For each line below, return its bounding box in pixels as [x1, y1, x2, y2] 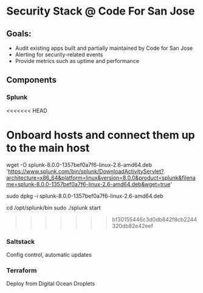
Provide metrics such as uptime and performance [15, 58, 140, 64]
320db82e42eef [112, 222, 154, 229]
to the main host [6, 141, 90, 155]
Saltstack [6, 237, 35, 246]
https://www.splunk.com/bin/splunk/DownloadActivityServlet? [8, 167, 164, 175]
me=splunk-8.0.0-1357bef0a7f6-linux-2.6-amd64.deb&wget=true [6, 180, 171, 187]
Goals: [6, 29, 32, 39]
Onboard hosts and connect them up [6, 128, 196, 142]
